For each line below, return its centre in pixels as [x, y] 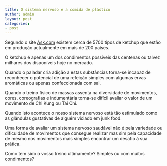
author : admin [20, 14]
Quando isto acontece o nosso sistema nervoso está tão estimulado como [81, 113]
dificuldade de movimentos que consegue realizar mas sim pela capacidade [83, 133]
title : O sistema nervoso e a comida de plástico [58, 10]
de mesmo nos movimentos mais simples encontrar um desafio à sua [76, 139]
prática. [13, 144]
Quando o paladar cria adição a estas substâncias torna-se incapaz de [78, 72]
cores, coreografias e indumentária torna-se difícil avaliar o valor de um [79, 98]
